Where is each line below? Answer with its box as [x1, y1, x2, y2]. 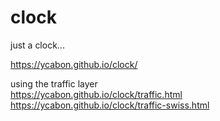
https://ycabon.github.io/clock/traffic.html [10, 88, 183, 100]
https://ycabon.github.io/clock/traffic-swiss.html [10, 99, 210, 111]
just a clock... [10, 39, 65, 51]
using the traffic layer [10, 77, 98, 90]
